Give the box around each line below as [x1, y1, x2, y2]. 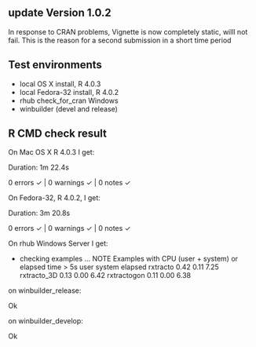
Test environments [8, 58, 102, 71]
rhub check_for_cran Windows [19, 96, 119, 105]
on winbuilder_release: [8, 286, 82, 295]
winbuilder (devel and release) [19, 104, 118, 113]
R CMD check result [8, 127, 108, 141]
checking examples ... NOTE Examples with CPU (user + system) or [19, 254, 238, 264]
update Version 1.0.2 [8, 6, 112, 20]
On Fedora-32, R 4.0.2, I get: [8, 193, 101, 203]
